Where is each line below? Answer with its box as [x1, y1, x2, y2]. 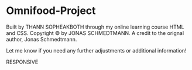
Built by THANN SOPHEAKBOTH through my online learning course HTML [6, 23, 184, 30]
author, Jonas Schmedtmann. [6, 36, 77, 43]
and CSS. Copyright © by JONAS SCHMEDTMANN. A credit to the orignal [6, 29, 184, 36]
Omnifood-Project [6, 4, 96, 17]
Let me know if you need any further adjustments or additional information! [6, 47, 187, 54]
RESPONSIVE [6, 58, 39, 65]
